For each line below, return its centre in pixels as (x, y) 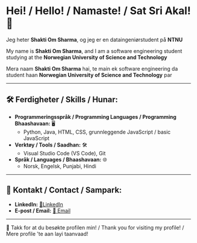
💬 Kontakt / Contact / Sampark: (64, 190)
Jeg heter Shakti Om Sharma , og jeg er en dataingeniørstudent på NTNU (94, 39)
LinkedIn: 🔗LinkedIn (39, 204)
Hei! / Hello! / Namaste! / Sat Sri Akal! (98, 11)
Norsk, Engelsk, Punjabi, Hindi (60, 166)
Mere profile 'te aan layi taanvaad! (47, 234)
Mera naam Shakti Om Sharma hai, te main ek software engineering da (92, 68)
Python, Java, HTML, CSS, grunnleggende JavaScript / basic (97, 132)
